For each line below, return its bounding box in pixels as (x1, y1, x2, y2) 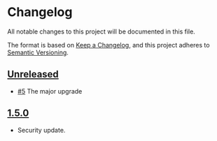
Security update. (17, 126, 66, 134)
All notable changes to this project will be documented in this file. (7, 27, 196, 36)
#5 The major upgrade (17, 87, 83, 95)
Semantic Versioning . (7, 48, 69, 57)
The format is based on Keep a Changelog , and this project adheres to (7, 40, 210, 49)
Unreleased (7, 68, 59, 80)
